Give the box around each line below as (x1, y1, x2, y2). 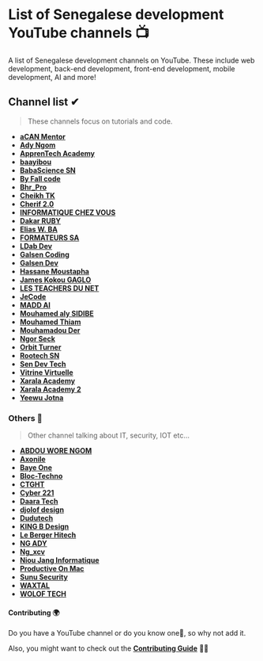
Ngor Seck (19, 334, 55, 343)
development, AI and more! (8, 72, 96, 82)
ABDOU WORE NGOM (19, 446, 92, 456)
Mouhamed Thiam (19, 317, 81, 327)
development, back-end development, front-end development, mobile (8, 63, 235, 73)
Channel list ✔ (8, 95, 80, 109)
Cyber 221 (19, 488, 54, 498)
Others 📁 (8, 412, 43, 423)
